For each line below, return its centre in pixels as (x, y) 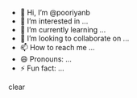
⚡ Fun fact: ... (42, 68)
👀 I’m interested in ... (54, 21)
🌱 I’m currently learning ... (63, 30)
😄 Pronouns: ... (46, 59)
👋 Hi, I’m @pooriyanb (55, 13)
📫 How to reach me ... (57, 47)
